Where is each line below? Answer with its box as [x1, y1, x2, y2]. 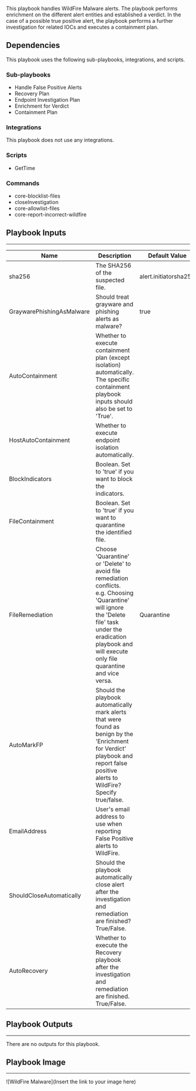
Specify [95, 788, 117, 796]
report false [95, 759, 128, 767]
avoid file [95, 567, 121, 575]
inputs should [95, 397, 133, 405]
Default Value [148, 251, 187, 260]
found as [95, 722, 120, 730]
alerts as [95, 315, 120, 323]
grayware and [95, 300, 134, 308]
